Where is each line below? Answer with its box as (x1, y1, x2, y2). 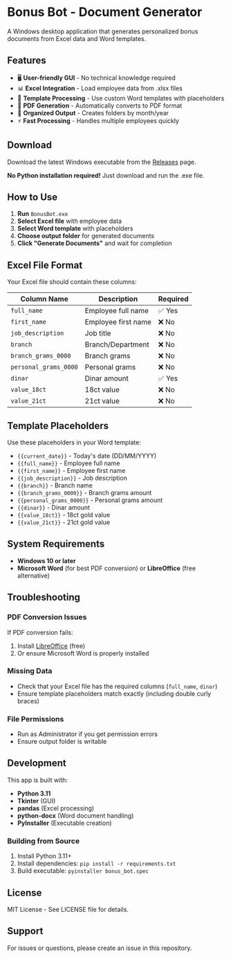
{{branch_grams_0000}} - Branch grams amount (17, 489, 152, 497)
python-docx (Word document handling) (17, 811, 134, 819)
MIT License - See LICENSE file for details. (7, 906, 129, 914)
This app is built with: (7, 776, 68, 784)
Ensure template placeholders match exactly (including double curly (17, 689, 212, 698)
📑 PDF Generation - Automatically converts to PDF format (17, 101, 183, 110)
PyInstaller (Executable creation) (17, 819, 112, 827)
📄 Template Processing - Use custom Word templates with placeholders (17, 94, 225, 102)
